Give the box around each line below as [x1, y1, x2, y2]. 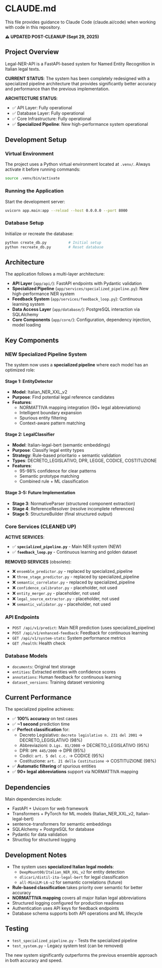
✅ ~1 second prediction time [12, 721, 70, 727]
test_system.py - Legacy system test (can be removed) [12, 943, 123, 948]
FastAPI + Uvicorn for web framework [12, 806, 89, 811]
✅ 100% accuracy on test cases [12, 716, 78, 722]
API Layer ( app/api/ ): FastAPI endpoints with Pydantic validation [12, 281, 142, 286]
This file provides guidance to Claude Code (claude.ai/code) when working [5, 19, 156, 25]
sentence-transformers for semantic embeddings [12, 821, 112, 827]
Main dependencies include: [5, 796, 62, 802]
